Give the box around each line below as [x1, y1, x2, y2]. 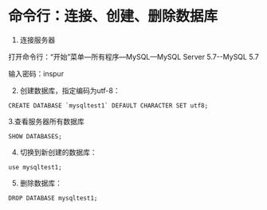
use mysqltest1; [8, 163, 62, 171]
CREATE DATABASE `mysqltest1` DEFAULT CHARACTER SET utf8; [8, 101, 209, 110]
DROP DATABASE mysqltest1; [8, 194, 98, 202]
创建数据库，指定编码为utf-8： [19, 85, 121, 95]
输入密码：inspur [8, 68, 65, 78]
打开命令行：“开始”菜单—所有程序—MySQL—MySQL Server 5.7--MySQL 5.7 [8, 52, 259, 61]
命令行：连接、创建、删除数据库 [8, 7, 218, 25]
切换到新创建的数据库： [19, 147, 97, 157]
